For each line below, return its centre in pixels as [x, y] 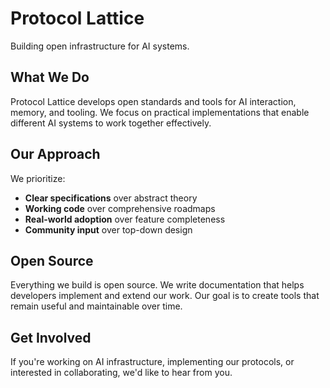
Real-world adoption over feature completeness [125, 219]
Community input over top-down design [108, 229]
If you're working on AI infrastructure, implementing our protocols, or [152, 362]
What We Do [50, 77]
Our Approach [55, 154]
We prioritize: [38, 178]
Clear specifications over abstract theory [111, 198]
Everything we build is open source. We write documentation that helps [157, 285]
